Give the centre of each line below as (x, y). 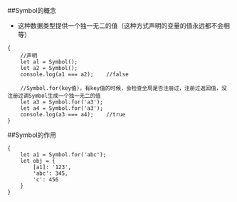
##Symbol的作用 (32, 135)
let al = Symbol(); (49, 62)
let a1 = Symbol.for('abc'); (63, 155)
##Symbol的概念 (32, 10)
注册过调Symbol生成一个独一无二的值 (54, 96)
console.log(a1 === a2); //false (75, 74)
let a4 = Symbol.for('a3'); (62, 108)
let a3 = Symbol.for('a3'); (62, 102)
